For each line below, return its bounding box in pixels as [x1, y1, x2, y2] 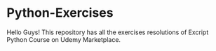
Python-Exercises [6, 5, 114, 21]
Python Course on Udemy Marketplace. [6, 35, 121, 43]
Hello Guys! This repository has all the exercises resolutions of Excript [6, 28, 209, 36]
